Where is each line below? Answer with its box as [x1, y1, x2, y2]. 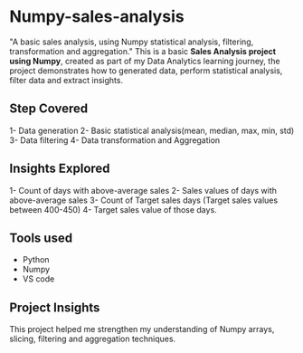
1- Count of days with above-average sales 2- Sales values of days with [9, 185, 278, 196]
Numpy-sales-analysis [9, 6, 185, 27]
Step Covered [9, 101, 89, 117]
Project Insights [9, 300, 100, 315]
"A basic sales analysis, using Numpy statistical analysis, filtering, [9, 36, 254, 47]
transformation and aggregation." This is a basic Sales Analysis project [9, 45, 277, 56]
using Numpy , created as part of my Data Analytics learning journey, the [9, 55, 280, 66]
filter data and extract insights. [9, 74, 124, 85]
